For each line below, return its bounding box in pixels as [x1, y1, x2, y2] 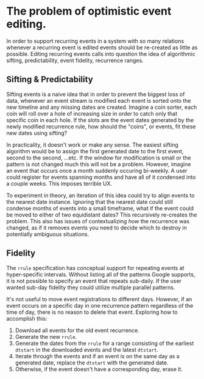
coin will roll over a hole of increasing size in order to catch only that [6, 110, 178, 117]
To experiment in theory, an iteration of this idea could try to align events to [6, 192, 195, 199]
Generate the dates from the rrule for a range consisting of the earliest [15, 339, 194, 347]
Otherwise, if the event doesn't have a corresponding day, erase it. [15, 365, 183, 372]
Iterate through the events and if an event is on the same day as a [15, 352, 180, 360]
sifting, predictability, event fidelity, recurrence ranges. [6, 57, 144, 64]
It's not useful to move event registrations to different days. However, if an [6, 295, 192, 302]
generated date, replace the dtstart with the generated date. [15, 359, 169, 366]
